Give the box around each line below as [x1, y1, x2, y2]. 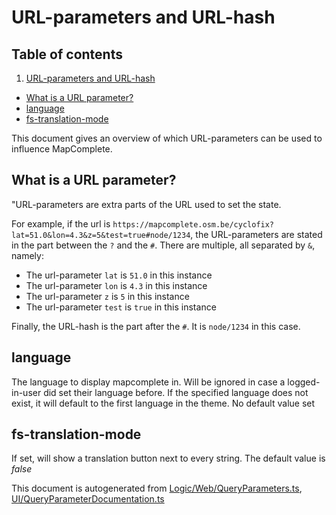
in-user [11, 386, 42, 398]
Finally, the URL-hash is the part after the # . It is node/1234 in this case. [11, 320, 301, 332]
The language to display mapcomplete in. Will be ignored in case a [11, 376, 286, 388]
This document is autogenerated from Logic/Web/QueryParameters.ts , [11, 482, 303, 495]
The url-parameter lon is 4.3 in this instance [25, 279, 208, 291]
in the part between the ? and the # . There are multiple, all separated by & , [11, 239, 316, 251]
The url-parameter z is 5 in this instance [25, 290, 190, 302]
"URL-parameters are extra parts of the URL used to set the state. [11, 198, 282, 210]
